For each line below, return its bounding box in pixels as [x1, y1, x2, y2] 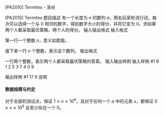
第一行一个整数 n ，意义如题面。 [5, 37, 70, 43]
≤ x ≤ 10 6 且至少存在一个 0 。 [5, 104, 64, 111]
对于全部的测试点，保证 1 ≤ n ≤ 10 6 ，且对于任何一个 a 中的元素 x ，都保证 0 [5, 97, 158, 104]
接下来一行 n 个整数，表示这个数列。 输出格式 [5, 48, 98, 54]
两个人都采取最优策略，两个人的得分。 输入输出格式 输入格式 [5, 27, 128, 33]
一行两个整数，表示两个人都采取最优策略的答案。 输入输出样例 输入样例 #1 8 [5, 58, 159, 64]
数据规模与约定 [5, 86, 35, 92]
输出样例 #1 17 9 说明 [5, 74, 48, 80]
